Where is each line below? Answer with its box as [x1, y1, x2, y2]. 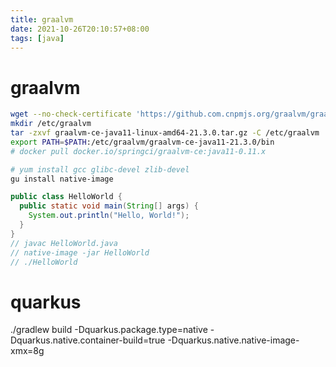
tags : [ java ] [10, 33, 65, 43]
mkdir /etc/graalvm [10, 119, 92, 129]
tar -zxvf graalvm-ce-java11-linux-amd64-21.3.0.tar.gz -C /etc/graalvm [10, 128, 320, 138]
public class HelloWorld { [10, 192, 123, 202]
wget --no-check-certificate [10, 109, 132, 120]
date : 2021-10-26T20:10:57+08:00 [10, 24, 150, 34]
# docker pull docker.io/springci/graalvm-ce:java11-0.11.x [10, 146, 267, 156]
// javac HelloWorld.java [10, 238, 118, 248]
